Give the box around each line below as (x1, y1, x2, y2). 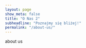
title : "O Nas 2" (5, 16, 40, 21)
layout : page (5, 7, 32, 12)
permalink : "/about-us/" (5, 25, 55, 30)
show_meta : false (5, 12, 40, 16)
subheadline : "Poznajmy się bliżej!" (5, 20, 82, 26)
